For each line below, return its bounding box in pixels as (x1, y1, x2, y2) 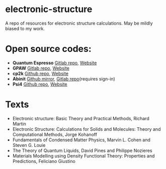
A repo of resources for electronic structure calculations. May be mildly (5, 20, 153, 26)
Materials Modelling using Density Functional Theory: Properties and (12, 152, 155, 159)
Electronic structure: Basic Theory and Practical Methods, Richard (12, 115, 149, 121)
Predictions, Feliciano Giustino (12, 158, 75, 164)
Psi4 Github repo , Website (12, 81, 67, 87)
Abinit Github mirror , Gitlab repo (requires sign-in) (12, 75, 116, 81)
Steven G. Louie (12, 142, 46, 148)
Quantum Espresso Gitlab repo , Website (12, 59, 97, 66)
